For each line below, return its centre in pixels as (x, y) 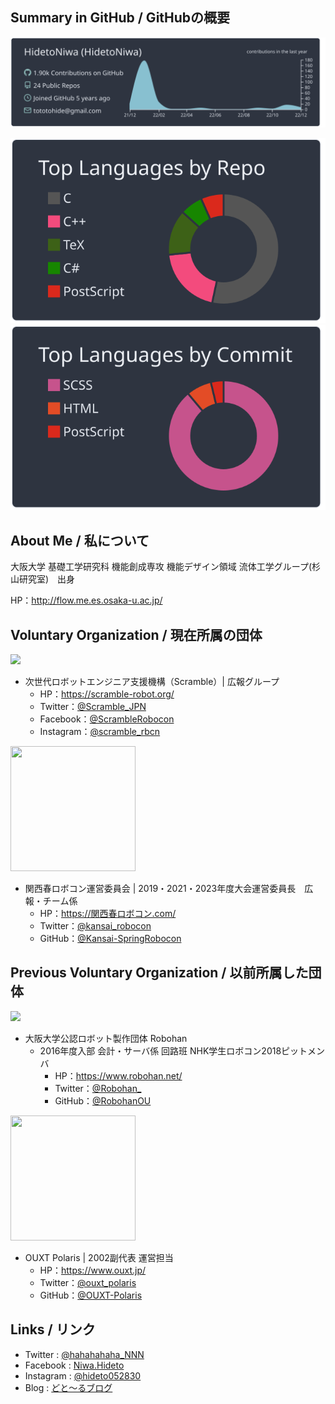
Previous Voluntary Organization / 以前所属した (159, 973)
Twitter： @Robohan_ (98, 1088)
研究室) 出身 (47, 579)
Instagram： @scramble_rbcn (100, 732)
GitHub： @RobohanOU (103, 1100)
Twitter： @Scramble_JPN (93, 707)
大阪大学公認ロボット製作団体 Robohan (106, 1038)
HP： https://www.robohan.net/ (118, 1075)
